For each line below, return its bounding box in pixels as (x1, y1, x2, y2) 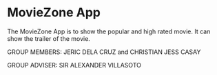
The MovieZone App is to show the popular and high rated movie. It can (7, 27, 211, 35)
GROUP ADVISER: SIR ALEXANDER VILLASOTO (7, 61, 141, 69)
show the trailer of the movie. (7, 34, 91, 42)
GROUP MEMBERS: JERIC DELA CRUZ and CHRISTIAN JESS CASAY (7, 48, 201, 56)
